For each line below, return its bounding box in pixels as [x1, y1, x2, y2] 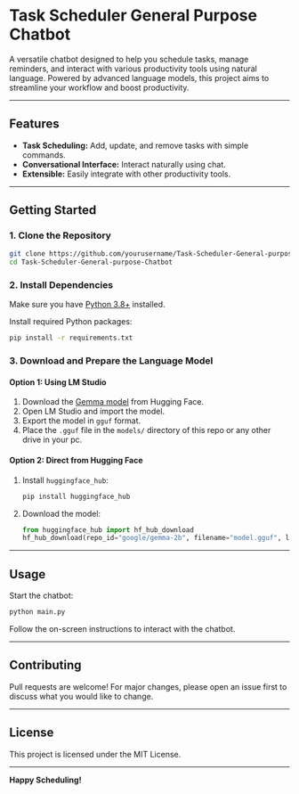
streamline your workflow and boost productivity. [9, 82, 190, 93]
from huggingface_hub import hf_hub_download [21, 525, 194, 535]
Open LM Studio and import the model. [21, 406, 166, 417]
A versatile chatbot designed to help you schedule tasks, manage [9, 53, 249, 64]
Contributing [9, 658, 82, 673]
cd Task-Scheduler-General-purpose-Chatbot [9, 258, 174, 267]
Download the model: [21, 508, 101, 519]
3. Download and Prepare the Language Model [9, 355, 214, 367]
